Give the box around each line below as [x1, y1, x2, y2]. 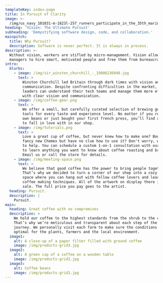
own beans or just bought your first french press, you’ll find [22, 116, 155, 121]
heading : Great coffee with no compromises [9, 207, 98, 212]
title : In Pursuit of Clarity [5, 12, 66, 17]
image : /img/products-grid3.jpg [14, 243, 79, 248]
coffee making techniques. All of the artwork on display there [22, 180, 155, 184]
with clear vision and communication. [22, 93, 101, 98]
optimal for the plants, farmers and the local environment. [14, 229, 140, 234]
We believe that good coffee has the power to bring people [22, 166, 147, 171]
